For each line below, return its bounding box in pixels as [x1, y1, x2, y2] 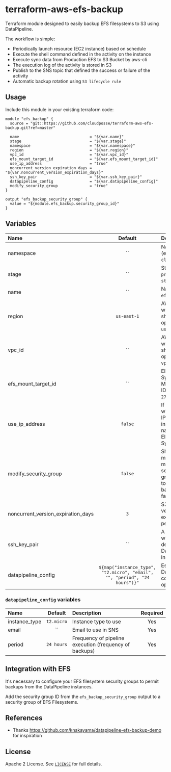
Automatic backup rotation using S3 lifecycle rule [12, 78, 121, 84]
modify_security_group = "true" [10, 183, 108, 188]
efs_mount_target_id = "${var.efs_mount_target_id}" [10, 157, 158, 162]
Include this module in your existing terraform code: [5, 106, 114, 113]
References [5, 714, 43, 723]
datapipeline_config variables [5, 596, 81, 603]
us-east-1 [115, 313, 139, 319]
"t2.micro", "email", [101, 570, 154, 575]
